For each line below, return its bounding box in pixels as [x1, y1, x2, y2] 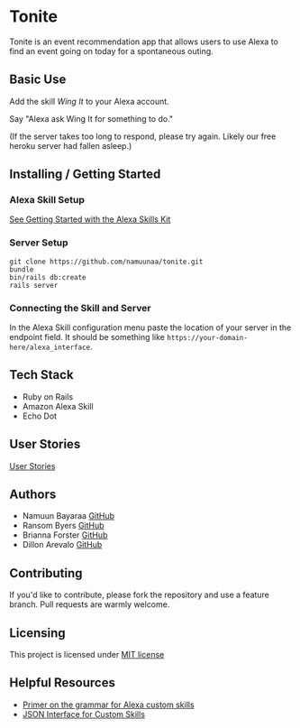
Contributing [9, 566, 83, 581]
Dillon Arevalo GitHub [22, 539, 103, 550]
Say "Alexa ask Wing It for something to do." [9, 113, 174, 124]
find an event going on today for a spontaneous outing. [9, 45, 214, 56]
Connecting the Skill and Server [9, 301, 151, 314]
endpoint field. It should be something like [9, 332, 165, 343]
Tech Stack [9, 367, 74, 382]
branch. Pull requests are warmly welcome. [9, 599, 170, 610]
